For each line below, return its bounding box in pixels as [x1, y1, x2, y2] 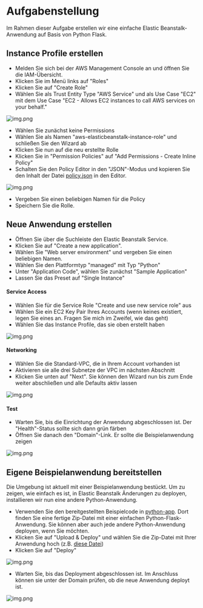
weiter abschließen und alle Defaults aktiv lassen [15, 379, 138, 387]
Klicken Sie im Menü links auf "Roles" [15, 77, 109, 84]
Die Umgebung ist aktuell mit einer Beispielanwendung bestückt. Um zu [6, 483, 185, 490]
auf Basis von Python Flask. [38, 30, 107, 38]
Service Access [6, 288, 47, 296]
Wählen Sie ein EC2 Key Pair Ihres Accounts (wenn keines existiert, [15, 308, 183, 315]
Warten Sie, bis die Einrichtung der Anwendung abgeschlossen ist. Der [15, 419, 192, 426]
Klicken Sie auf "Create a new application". [15, 242, 122, 249]
